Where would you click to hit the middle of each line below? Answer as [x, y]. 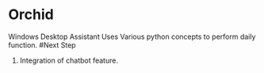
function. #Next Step [42, 44]
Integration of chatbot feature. [69, 60]
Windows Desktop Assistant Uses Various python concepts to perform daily [132, 36]
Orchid [31, 15]
